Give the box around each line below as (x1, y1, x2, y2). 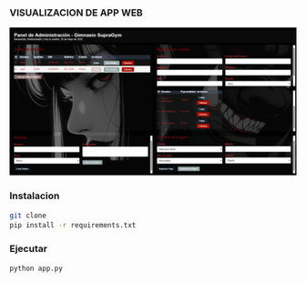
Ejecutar (9, 242, 48, 255)
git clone (9, 211, 47, 220)
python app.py (9, 264, 64, 274)
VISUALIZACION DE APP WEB (9, 6, 143, 19)
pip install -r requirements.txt (9, 220, 137, 229)
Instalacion (9, 189, 60, 202)
